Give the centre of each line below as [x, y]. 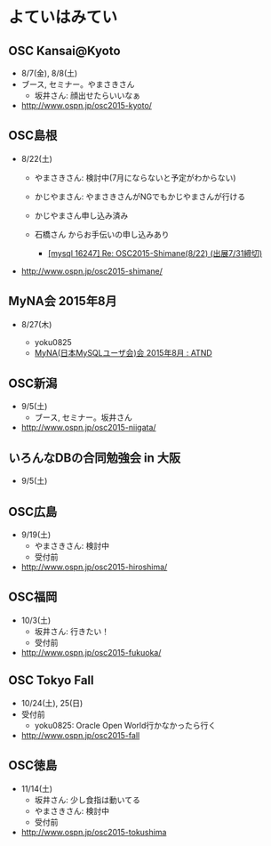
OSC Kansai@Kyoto [64, 50]
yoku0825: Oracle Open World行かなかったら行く [125, 725]
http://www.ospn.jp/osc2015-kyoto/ [87, 105]
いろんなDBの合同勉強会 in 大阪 [95, 458]
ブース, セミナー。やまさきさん [78, 84]
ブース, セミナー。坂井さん [83, 417]
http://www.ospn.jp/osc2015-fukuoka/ [91, 652]
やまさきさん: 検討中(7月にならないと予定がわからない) [135, 177]
